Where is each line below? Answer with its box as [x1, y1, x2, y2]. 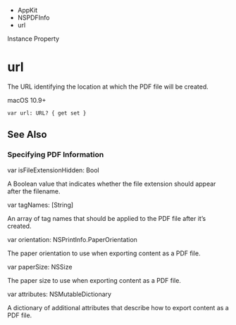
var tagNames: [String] [7, 200, 74, 209]
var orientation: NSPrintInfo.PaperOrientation [7, 235, 137, 243]
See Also [7, 129, 47, 141]
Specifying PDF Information [7, 150, 104, 160]
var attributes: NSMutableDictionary [7, 290, 111, 298]
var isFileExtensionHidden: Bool [7, 165, 100, 174]
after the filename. [7, 186, 61, 196]
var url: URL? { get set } [7, 109, 87, 117]
